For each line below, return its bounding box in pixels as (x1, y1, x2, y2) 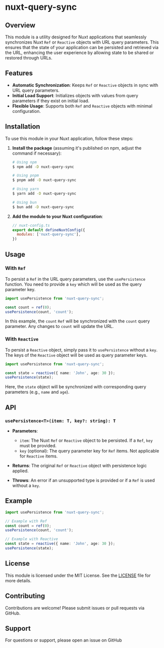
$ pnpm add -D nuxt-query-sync (12, 178, 77, 183)
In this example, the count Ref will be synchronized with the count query (5, 318, 150, 324)
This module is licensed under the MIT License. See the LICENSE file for (5, 572, 151, 578)
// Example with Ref (5, 518, 48, 524)
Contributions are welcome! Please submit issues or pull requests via (5, 605, 145, 611)
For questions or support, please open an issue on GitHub (5, 637, 122, 643)
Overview (5, 21, 36, 29)
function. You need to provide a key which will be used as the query (5, 281, 142, 287)
